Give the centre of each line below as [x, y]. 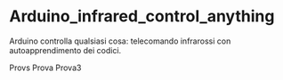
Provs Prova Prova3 [45, 68]
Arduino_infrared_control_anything [142, 16]
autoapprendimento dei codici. [65, 50]
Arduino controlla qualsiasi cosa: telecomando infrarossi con [120, 41]
